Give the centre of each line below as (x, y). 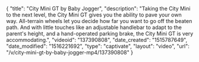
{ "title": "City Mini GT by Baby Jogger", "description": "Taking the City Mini (98, 9)
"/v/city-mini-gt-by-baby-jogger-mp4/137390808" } (70, 52)
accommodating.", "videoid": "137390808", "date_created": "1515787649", (97, 40)
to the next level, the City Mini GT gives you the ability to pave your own (94, 15)
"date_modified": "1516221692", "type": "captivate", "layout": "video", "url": (98, 46)
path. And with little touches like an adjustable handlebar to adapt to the (94, 27)
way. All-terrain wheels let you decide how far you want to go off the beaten (99, 21)
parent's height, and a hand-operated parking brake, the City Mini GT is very (100, 34)
